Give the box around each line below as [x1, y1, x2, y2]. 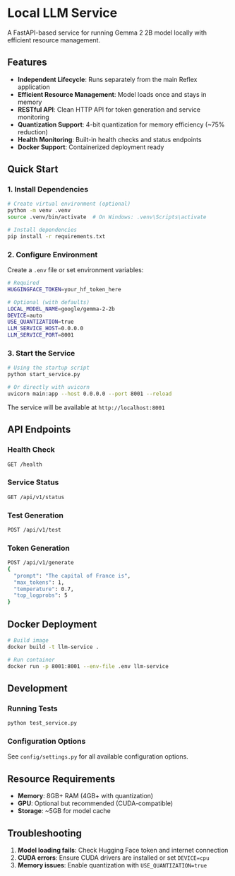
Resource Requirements [7, 773, 116, 785]
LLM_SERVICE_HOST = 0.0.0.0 [7, 325, 83, 332]
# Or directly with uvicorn [7, 384, 90, 391]
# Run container [7, 656, 55, 663]
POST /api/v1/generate [7, 559, 74, 566]
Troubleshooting [7, 827, 83, 839]
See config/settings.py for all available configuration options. [7, 752, 188, 761]
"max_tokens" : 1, [13, 578, 65, 586]
